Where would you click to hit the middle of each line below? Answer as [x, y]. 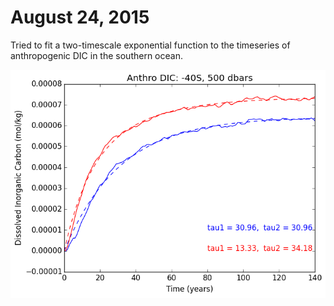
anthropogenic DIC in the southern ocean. [96, 55]
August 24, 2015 [80, 17]
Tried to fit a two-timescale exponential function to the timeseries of [150, 45]
